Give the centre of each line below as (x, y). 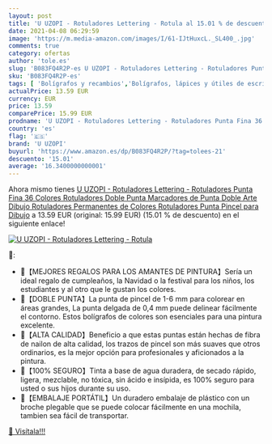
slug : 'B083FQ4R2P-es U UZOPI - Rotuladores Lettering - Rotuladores (128, 69)
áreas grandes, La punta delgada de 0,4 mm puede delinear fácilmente (138, 308)
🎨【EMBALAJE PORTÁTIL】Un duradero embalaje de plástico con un (135, 398)
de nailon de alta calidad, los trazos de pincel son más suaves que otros (140, 344)
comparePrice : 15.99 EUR (50, 114)
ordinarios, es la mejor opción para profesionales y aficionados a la (132, 353)
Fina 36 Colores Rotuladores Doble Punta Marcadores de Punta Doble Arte (133, 198)
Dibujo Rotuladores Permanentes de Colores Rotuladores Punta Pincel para (134, 206)
